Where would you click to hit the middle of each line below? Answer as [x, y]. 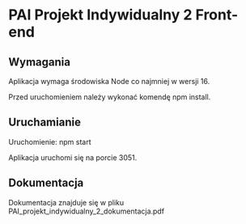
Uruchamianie [45, 123]
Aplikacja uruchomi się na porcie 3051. [73, 157]
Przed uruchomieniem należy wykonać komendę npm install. [110, 97]
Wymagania [40, 62]
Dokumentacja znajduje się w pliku [66, 202]
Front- [217, 15]
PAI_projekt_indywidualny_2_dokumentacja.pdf [86, 211]
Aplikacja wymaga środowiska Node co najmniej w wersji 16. [109, 81]
